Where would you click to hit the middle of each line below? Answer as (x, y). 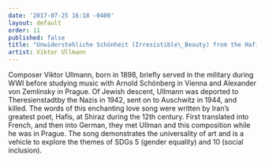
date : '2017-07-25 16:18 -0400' (61, 15)
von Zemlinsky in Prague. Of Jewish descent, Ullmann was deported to (123, 91)
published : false (37, 38)
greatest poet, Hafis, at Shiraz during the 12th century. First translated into (129, 117)
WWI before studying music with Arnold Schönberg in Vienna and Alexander (132, 83)
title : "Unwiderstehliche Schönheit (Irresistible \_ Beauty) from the (125, 45)
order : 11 (24, 30)
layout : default (35, 23)
